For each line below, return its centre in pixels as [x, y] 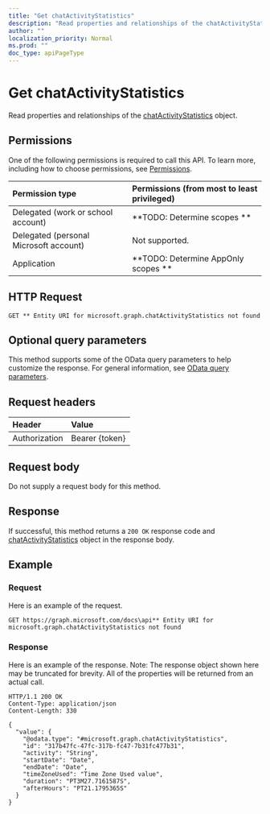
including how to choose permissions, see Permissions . [100, 168]
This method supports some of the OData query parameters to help [120, 360]
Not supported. [161, 240]
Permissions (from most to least [195, 188]
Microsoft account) [49, 245]
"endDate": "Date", [55, 767]
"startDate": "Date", [59, 760]
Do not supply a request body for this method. [85, 486]
